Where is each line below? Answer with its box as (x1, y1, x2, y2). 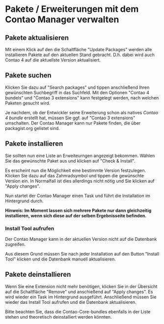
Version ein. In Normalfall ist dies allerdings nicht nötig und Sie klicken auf (5, 178, 155, 184)
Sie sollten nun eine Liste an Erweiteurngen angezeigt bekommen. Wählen (5, 153, 155, 159)
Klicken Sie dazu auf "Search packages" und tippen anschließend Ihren (5, 84, 150, 90)
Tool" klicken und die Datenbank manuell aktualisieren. (5, 256, 116, 262)
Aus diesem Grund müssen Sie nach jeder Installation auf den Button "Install (5, 251, 160, 257)
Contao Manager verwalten (5, 14, 119, 25)
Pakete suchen (5, 71, 52, 80)
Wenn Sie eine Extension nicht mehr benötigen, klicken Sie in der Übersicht (5, 283, 158, 289)
